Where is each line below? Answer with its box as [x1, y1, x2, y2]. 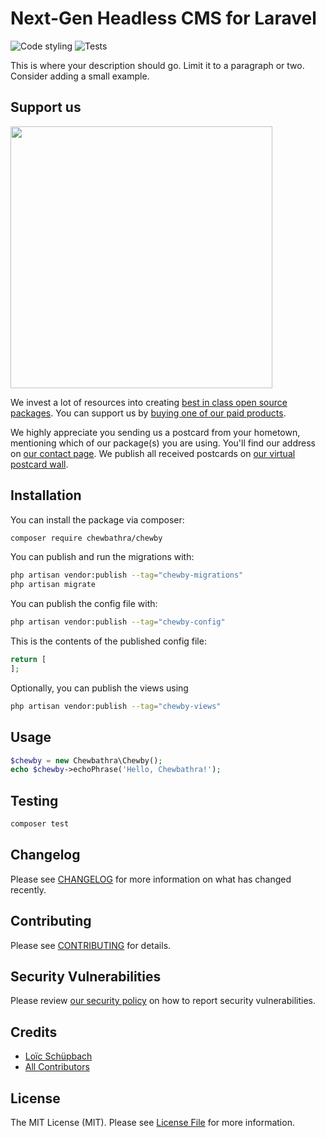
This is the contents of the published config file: [10, 635, 207, 647]
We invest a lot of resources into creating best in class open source [10, 396, 288, 408]
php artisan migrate [10, 580, 97, 590]
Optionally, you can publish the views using [10, 682, 189, 694]
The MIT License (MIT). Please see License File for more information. [10, 1117, 295, 1128]
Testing [10, 792, 59, 809]
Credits [10, 1023, 58, 1041]
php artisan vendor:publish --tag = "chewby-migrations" [10, 570, 244, 581]
